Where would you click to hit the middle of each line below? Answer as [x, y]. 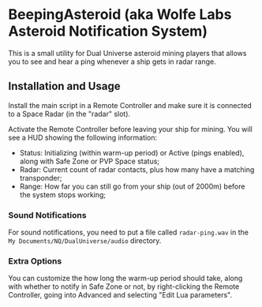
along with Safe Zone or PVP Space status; [90, 161]
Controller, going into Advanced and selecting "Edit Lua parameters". [120, 295]
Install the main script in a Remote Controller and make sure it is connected [130, 105]
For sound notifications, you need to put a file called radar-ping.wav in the [128, 232]
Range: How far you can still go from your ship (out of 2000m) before [132, 186]
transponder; [41, 178]
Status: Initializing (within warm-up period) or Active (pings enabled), [132, 152]
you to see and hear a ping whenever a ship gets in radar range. [112, 62]
